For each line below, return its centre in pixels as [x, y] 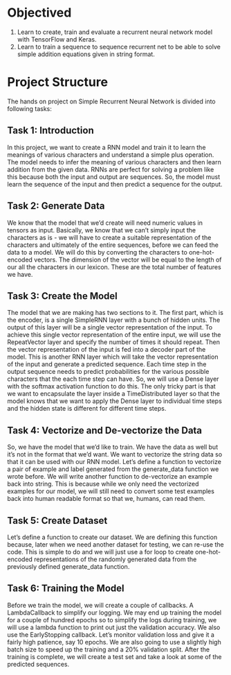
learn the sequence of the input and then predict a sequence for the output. [115, 184]
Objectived [39, 13]
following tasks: [29, 108]
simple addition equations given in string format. [86, 54]
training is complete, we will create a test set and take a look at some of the [114, 656]
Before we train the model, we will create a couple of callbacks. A [100, 605]
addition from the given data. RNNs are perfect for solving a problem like [111, 169]
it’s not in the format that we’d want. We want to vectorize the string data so [115, 454]
